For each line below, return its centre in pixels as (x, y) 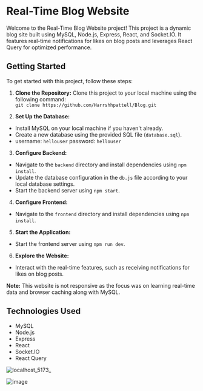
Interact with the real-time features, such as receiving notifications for (102, 267)
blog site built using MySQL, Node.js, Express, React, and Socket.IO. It (94, 34)
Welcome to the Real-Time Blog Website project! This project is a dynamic (99, 28)
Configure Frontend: (41, 202)
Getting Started (36, 66)
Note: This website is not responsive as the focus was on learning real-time (101, 285)
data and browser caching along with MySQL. (63, 292)
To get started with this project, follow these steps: (70, 81)
